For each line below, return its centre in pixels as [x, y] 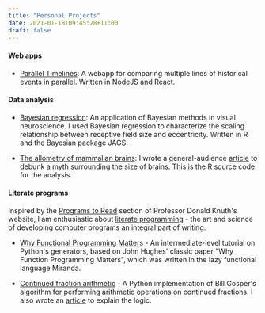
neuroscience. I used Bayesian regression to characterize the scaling [132, 126]
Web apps [25, 55]
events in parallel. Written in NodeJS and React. [97, 82]
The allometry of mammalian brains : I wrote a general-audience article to [138, 158]
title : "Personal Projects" [55, 15]
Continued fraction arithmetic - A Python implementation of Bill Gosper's [138, 283]
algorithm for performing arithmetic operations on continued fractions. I [136, 292]
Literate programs [38, 193]
